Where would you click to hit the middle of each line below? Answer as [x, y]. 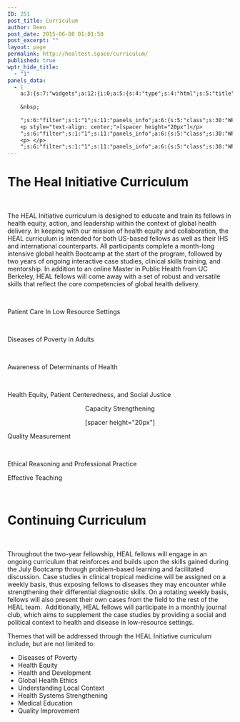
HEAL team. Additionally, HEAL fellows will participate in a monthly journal [117, 607]
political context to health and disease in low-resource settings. [101, 622]
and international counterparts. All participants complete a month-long [111, 246]
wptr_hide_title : [33, 67]
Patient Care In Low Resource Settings [64, 312]
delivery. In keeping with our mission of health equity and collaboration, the [118, 231]
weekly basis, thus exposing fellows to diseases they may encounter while [117, 584]
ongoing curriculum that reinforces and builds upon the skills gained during [118, 562]
